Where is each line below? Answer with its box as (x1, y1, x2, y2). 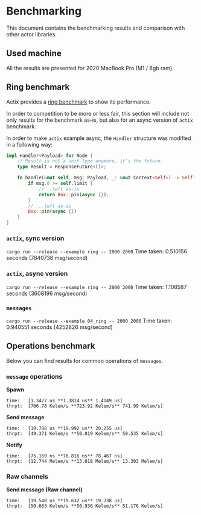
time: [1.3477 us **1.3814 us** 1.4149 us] (6, 398, 123, 404)
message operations (6, 372, 63, 380)
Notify (6, 441, 23, 449)
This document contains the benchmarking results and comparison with (6, 24, 185, 32)
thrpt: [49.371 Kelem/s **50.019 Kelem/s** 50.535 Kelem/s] (6, 431, 164, 437)
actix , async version (6, 270, 68, 278)
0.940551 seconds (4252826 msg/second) (6, 323, 113, 331)
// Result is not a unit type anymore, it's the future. (17, 158, 164, 164)
